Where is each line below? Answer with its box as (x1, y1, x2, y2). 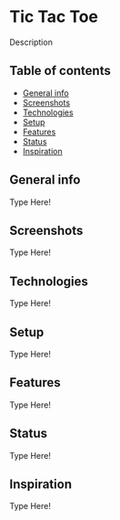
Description (9, 37, 53, 48)
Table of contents (9, 63, 111, 79)
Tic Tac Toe (9, 6, 98, 27)
